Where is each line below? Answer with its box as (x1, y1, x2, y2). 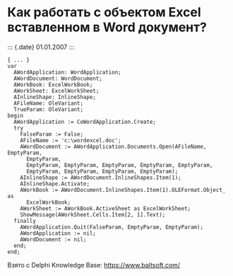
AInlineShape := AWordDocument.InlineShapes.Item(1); (20, 174, 181, 181)
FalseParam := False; (20, 130, 83, 138)
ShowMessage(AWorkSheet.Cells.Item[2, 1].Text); (20, 211, 166, 218)
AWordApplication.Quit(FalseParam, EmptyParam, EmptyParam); (20, 224, 203, 231)
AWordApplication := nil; (20, 229, 97, 237)
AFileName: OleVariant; (13, 100, 83, 107)
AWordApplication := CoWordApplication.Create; (13, 118, 157, 125)
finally (13, 217, 37, 224)
